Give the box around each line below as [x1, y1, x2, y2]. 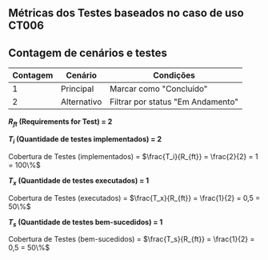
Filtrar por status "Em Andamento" [109, 96, 238, 107]
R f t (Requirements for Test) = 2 [8, 117, 113, 128]
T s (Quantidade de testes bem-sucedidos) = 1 [8, 217, 163, 229]
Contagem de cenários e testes [8, 46, 168, 59]
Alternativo [61, 96, 102, 107]
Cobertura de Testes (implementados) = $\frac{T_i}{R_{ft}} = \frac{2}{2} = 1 [8, 151, 258, 161]
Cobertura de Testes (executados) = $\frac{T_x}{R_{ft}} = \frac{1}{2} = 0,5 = [8, 193, 261, 202]
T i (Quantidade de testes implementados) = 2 [8, 134, 162, 146]
